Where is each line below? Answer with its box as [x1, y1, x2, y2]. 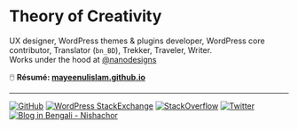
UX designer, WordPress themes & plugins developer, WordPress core [9, 35, 265, 46]
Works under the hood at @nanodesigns [9, 54, 157, 64]
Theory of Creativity [9, 6, 162, 27]
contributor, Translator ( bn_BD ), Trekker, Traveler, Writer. [9, 44, 213, 55]
